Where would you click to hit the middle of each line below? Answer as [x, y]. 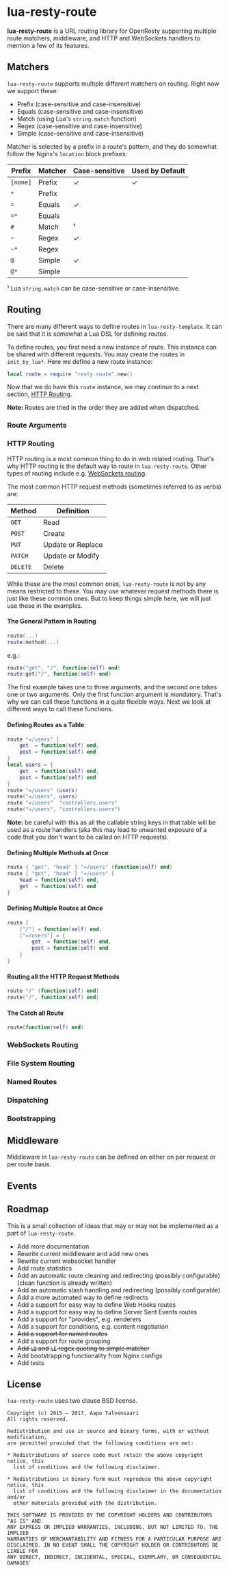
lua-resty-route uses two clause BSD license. [72, 1401]
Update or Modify [71, 556]
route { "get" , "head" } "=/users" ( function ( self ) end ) [90, 868]
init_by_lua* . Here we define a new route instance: [80, 361]
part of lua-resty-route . [41, 1233]
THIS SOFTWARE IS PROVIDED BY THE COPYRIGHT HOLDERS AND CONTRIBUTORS [110, 1515]
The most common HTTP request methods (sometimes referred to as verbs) [114, 487]
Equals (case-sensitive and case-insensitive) [80, 111]
